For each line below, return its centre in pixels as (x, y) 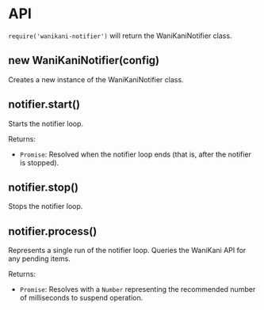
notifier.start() (44, 105)
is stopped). (39, 162)
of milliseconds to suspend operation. (81, 298)
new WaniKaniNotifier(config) (84, 60)
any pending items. (40, 259)
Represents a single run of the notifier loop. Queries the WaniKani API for (127, 251)
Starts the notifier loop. (46, 123)
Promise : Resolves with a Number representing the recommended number (138, 289)
